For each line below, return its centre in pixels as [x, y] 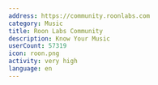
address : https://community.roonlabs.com [79, 16]
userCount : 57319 [38, 46]
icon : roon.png [34, 53]
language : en [30, 69]
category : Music [36, 23]
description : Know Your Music [60, 38]
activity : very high [43, 62]
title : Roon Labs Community [56, 31]
